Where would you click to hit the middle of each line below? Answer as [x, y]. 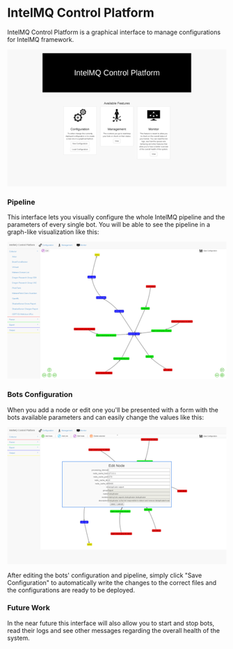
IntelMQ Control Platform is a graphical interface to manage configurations [114, 32]
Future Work [29, 608]
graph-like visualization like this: [53, 232]
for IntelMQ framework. [41, 39]
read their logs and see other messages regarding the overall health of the [114, 630]
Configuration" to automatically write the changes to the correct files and [112, 582]
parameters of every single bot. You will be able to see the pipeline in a [109, 225]
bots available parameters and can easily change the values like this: [105, 417]
